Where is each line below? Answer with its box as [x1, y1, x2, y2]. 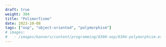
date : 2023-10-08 [5, 21, 41, 26]
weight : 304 [5, 12, 30, 17]
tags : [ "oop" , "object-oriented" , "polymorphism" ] [5, 25, 112, 30]
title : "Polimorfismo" [5, 16, 52, 21]
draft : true [5, 7, 30, 12]
